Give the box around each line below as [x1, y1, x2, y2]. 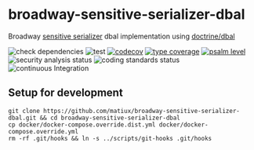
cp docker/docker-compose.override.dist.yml [8, 120, 156, 129]
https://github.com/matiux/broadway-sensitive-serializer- [42, 107, 241, 115]
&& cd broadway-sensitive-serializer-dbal [39, 114, 180, 122]
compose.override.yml [8, 127, 79, 135]
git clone [8, 107, 41, 115]
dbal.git [8, 114, 37, 122]
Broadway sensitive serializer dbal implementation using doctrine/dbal [8, 31, 235, 41]
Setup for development [8, 86, 123, 100]
